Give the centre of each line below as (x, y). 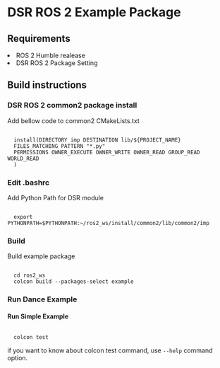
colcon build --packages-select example (74, 282)
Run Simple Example (38, 316)
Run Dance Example (42, 299)
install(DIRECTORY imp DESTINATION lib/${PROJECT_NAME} (97, 140)
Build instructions (47, 85)
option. (18, 358)
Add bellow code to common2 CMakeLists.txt (73, 120)
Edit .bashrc (29, 183)
